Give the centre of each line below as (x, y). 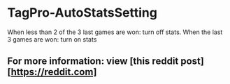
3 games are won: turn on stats (52, 39)
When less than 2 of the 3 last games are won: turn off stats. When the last (115, 32)
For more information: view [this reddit (93, 61)
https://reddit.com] (54, 72)
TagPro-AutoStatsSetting (82, 13)
